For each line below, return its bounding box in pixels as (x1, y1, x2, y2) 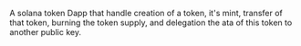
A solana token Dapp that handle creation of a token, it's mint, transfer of (9, 8, 283, 18)
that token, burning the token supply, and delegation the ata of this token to (9, 17, 293, 28)
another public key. (9, 27, 82, 37)
